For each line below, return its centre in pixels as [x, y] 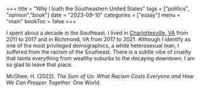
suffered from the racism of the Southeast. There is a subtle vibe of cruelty [99, 52]
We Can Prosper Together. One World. [54, 82]
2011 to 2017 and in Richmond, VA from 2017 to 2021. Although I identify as [98, 39]
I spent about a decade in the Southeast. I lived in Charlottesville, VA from [97, 33]
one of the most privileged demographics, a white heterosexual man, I [93, 45]
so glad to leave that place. [40, 65]
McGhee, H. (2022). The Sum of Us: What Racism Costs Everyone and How [100, 76]
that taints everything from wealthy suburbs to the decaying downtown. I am [100, 58]
